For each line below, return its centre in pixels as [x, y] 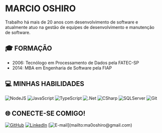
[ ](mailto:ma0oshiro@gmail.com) [90, 125]
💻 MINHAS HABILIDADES [45, 84]
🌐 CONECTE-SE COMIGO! [45, 113]
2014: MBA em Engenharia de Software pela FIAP [62, 68]
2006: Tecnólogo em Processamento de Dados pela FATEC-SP [76, 63]
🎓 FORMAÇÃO [29, 49]
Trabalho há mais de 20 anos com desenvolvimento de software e [72, 22]
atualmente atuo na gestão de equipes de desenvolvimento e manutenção [80, 27]
